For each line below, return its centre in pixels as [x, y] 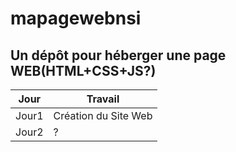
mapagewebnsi [76, 18]
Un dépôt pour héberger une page [118, 55]
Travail [103, 99]
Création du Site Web [103, 115]
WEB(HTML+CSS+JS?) [83, 70]
